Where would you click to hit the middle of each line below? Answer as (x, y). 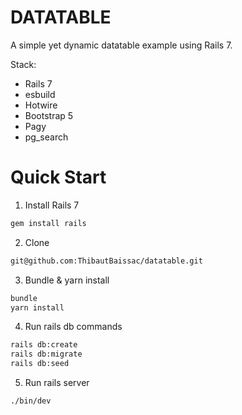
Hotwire (41, 105)
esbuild (40, 94)
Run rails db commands (73, 327)
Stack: (23, 64)
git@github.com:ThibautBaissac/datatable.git (106, 261)
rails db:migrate (46, 354)
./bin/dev (31, 401)
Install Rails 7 (52, 205)
